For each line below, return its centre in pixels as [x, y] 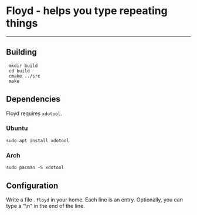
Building [21, 52]
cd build [19, 71]
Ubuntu [17, 129]
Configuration [32, 185]
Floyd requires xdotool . [34, 113]
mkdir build [23, 66]
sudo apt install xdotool [38, 140]
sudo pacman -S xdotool [35, 168]
